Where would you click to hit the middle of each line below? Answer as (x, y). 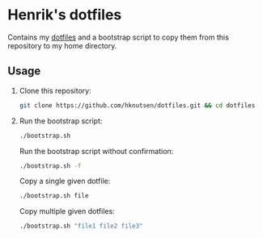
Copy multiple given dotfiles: (67, 211)
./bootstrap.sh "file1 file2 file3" (81, 226)
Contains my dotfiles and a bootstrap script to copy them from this (119, 37)
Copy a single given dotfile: (65, 181)
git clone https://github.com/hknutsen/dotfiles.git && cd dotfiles (137, 105)
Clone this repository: (55, 90)
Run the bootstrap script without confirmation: (96, 151)
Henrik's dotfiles (65, 15)
